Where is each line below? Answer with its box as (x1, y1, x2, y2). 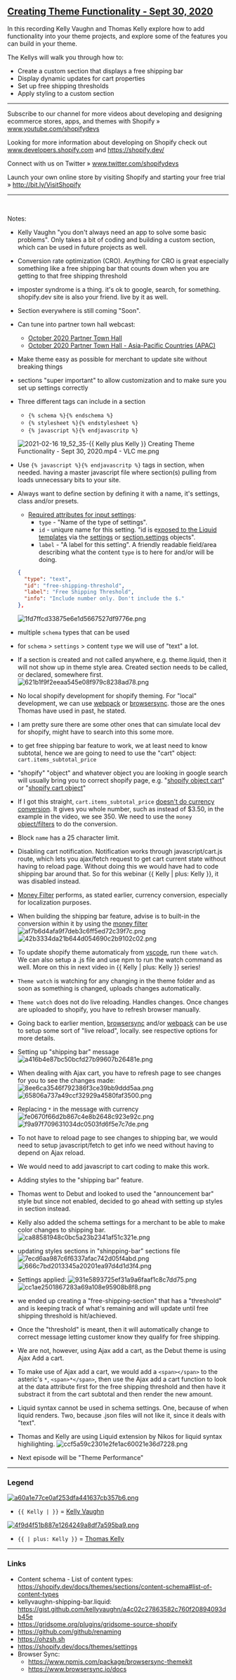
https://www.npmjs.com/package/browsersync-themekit (27, 1657, 193, 1666)
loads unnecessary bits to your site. (17, 475, 121, 484)
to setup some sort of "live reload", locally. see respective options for (17, 1026, 218, 1035)
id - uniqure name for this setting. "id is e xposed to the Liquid (38, 525, 217, 534)
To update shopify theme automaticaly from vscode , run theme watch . (17, 948, 219, 957)
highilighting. (17, 1440, 55, 1448)
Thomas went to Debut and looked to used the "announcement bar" (17, 1189, 214, 1198)
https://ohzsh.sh (17, 1635, 65, 1643)
